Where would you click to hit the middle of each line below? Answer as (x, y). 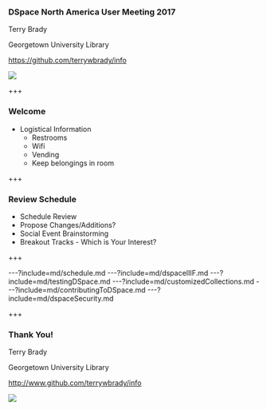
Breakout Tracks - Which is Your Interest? (88, 241)
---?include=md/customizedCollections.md (183, 281)
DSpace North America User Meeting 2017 (92, 12)
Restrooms (49, 137)
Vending (45, 154)
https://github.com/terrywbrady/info (68, 60)
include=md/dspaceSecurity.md (61, 298)
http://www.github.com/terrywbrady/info (75, 383)
